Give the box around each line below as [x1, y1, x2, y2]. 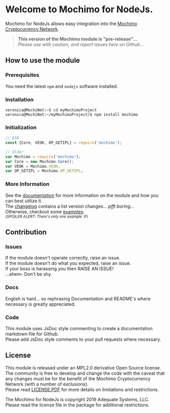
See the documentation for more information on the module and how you [5, 192, 159, 198]
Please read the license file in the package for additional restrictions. [5, 402, 150, 408]
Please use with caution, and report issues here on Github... [17, 41, 144, 47]
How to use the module [5, 56, 80, 65]
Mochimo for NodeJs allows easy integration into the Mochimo [5, 20, 137, 27]
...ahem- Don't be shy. [5, 271, 52, 277]
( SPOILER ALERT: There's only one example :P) [5, 214, 88, 219]
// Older [5, 149, 24, 155]
